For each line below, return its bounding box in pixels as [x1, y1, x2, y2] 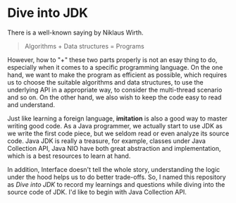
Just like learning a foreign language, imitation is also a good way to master [7, 114, 228, 123]
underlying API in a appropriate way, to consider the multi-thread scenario [7, 85, 223, 94]
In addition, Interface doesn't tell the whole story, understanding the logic [7, 165, 221, 173]
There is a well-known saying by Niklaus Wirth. [7, 28, 144, 37]
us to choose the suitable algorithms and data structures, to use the [7, 78, 204, 86]
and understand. [7, 100, 55, 109]
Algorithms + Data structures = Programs [24, 42, 144, 50]
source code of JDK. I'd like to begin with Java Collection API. [7, 187, 187, 196]
